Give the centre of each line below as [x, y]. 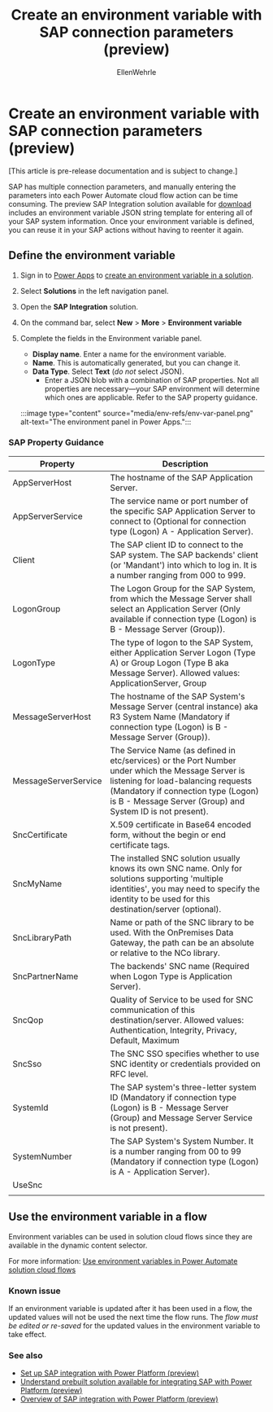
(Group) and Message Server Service [181, 1117]
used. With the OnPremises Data [171, 932]
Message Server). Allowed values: [175, 673]
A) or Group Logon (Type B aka [169, 663]
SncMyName [37, 884]
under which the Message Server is [177, 770]
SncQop [28, 1020]
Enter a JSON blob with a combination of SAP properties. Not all [152, 379]
